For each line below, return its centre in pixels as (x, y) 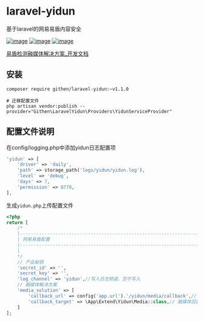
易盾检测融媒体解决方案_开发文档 (48, 54)
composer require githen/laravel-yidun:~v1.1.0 (68, 89)
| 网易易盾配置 (34, 240)
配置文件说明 (30, 132)
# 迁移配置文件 (23, 101)
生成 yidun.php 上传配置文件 (40, 205)
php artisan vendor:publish (42, 106)
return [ (17, 222)
